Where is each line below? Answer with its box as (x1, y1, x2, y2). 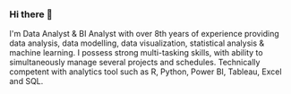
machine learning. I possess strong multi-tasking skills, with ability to (9, 47, 263, 58)
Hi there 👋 (9, 8, 54, 21)
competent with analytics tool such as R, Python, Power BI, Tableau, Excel (9, 66, 282, 77)
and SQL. (9, 76, 44, 87)
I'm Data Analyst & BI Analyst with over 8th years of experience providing (9, 29, 279, 39)
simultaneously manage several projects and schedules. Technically (9, 57, 261, 68)
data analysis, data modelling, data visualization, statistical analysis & (9, 38, 265, 48)
